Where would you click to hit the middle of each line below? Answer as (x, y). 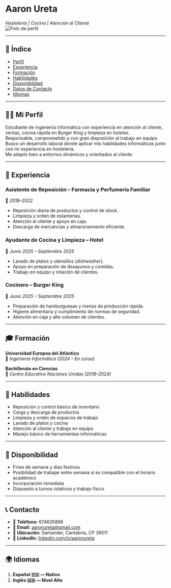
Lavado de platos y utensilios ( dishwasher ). (58, 261)
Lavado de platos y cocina (40, 423)
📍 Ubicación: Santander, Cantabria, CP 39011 (60, 533)
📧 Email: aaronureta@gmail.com (46, 527)
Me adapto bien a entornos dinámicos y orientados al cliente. (69, 154)
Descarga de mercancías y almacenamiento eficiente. (69, 227)
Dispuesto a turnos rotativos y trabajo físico (58, 489)
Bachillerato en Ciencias (32, 368)
